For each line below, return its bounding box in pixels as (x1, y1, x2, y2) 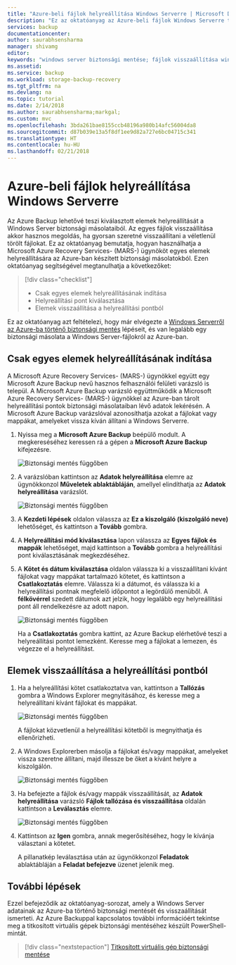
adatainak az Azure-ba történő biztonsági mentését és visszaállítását (7, 906, 207, 915)
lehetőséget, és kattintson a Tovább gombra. (17, 522, 148, 531)
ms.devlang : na (7, 89, 52, 96)
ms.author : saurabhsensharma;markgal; (7, 109, 121, 116)
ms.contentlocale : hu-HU (7, 142, 80, 149)
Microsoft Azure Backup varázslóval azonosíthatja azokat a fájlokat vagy (7, 409, 217, 417)
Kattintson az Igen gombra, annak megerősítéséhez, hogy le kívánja (17, 831, 214, 840)
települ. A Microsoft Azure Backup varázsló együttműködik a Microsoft (7, 386, 212, 395)
